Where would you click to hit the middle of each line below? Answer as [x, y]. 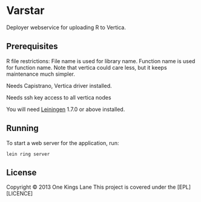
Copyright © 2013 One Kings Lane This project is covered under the [91, 187]
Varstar [25, 11]
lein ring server [28, 154]
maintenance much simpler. [41, 74]
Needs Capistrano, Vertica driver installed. [59, 86]
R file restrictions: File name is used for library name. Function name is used [101, 61]
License [21, 173]
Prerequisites [32, 46]
